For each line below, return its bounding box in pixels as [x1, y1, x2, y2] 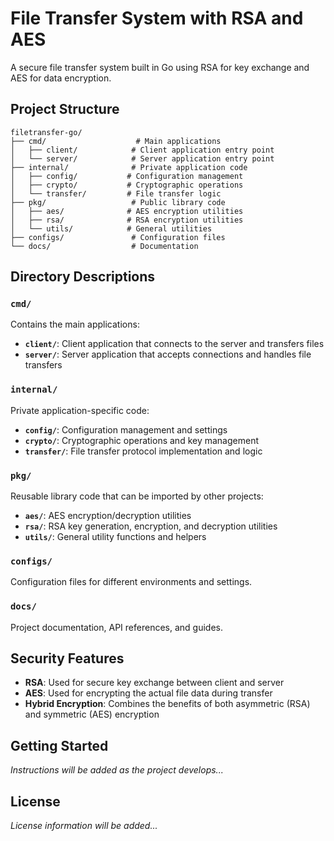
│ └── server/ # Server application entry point [10, 153, 275, 164]
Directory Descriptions [10, 268, 156, 286]
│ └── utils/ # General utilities [10, 223, 213, 234]
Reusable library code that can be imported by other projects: [10, 490, 264, 502]
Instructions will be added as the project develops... [10, 764, 224, 776]
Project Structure [10, 101, 120, 118]
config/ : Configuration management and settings [24, 423, 228, 436]
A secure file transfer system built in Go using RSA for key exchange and [10, 61, 310, 73]
